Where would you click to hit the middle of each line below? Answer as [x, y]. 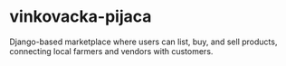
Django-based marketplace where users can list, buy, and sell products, [143, 42]
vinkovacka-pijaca [81, 17]
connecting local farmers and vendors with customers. [111, 51]
